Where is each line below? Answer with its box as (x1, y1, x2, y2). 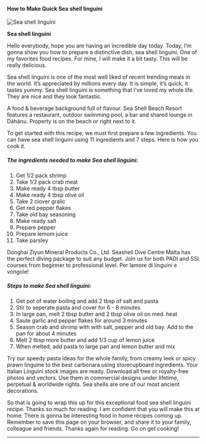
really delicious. (7, 62, 46, 69)
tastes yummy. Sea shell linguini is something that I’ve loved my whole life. (7, 86, 194, 94)
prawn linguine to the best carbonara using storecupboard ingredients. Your (7, 361, 198, 369)
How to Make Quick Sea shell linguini (7, 5, 103, 12)
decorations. (7, 387, 39, 395)
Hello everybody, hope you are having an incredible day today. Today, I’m (7, 42, 192, 49)
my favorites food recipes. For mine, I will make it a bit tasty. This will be (7, 55, 188, 62)
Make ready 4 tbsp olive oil (15, 191, 84, 198)
